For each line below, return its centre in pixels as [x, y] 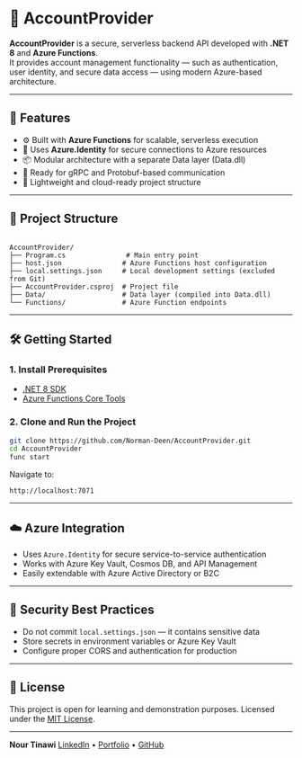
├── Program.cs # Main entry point [104, 255]
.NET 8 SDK [44, 389]
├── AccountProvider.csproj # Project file [94, 287]
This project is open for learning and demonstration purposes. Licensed [142, 709]
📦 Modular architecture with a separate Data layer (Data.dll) [134, 159]
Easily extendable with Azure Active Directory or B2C [121, 573]
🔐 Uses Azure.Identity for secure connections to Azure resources [145, 149]
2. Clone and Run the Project [73, 422]
